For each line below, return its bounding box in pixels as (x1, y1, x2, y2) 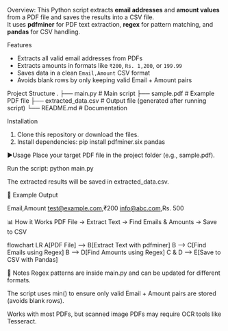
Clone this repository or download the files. (16, 130, 139, 138)
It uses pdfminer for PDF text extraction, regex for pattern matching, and (7, 21, 214, 28)
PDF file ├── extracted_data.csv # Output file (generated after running (7, 97, 207, 105)
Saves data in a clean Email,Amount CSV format (16, 69, 151, 77)
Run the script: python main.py (7, 164, 94, 172)
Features (7, 41, 32, 49)
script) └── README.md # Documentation (7, 104, 128, 112)
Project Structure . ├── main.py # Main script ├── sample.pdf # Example (7, 89, 215, 97)
